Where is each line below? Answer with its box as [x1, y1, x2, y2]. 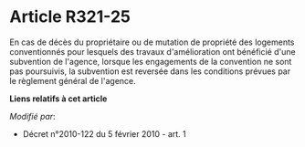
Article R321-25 [9, 6, 131, 27]
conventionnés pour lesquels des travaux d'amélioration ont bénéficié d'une [9, 46, 296, 57]
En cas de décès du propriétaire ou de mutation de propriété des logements [9, 37, 295, 47]
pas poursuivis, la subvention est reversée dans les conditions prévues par [9, 66, 291, 77]
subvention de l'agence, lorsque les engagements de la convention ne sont [9, 56, 292, 67]
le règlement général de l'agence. [9, 75, 137, 86]
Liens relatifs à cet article [9, 93, 108, 104]
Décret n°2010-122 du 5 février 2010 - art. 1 [22, 128, 187, 139]
